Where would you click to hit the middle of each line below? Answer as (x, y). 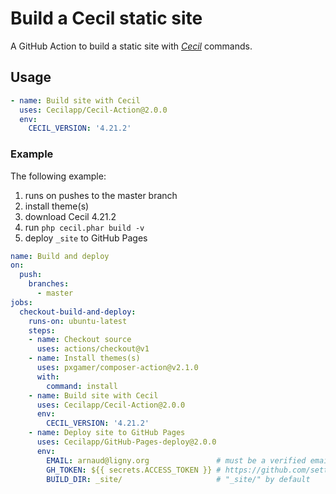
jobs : (21, 302)
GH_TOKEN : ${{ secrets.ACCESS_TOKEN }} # (134, 470)
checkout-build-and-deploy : (78, 312)
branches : (49, 284)
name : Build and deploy (60, 256)
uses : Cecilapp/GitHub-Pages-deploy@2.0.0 (126, 442)
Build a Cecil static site (106, 18)
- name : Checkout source (80, 340)
